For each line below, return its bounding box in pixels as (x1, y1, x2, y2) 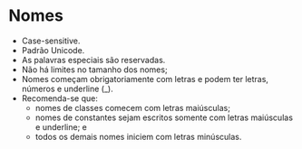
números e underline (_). (21, 83, 114, 94)
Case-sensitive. (21, 35, 81, 46)
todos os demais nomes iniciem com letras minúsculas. (34, 131, 242, 142)
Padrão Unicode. (21, 44, 85, 55)
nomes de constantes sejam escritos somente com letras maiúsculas (34, 112, 294, 123)
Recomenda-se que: (21, 92, 99, 104)
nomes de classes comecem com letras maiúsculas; (34, 102, 230, 113)
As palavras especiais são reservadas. (21, 54, 166, 65)
